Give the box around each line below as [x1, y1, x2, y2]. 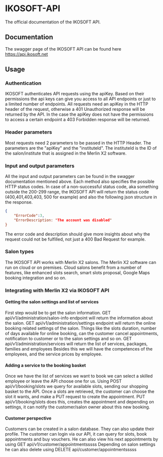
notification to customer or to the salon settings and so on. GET [5, 335, 132, 341]
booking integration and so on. [5, 275, 67, 281]
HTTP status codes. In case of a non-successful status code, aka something [5, 184, 159, 190]
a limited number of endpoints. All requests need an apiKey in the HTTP [5, 101, 148, 107]
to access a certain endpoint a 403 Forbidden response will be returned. [5, 117, 150, 123]
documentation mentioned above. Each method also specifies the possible [5, 178, 155, 185]
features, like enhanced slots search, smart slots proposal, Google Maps [5, 269, 150, 275]
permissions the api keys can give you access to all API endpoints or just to [5, 96, 156, 102]
